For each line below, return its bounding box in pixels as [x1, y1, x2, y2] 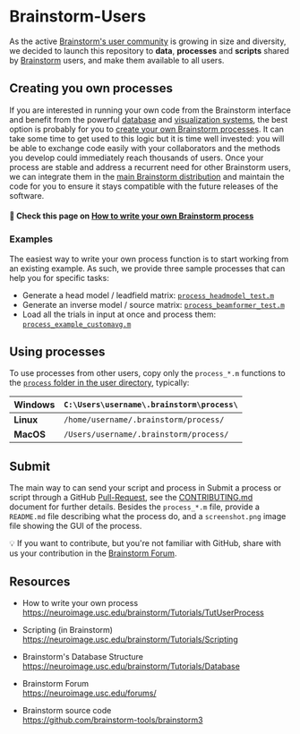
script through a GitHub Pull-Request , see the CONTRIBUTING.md [9, 492, 253, 503]
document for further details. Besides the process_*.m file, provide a [9, 501, 260, 512]
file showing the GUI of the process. [9, 521, 142, 532]
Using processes [9, 345, 106, 360]
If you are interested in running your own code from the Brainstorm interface [9, 105, 291, 115]
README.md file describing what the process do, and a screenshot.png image [9, 511, 287, 522]
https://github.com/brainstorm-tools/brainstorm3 [21, 714, 203, 726]
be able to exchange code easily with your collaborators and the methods [9, 142, 280, 153]
